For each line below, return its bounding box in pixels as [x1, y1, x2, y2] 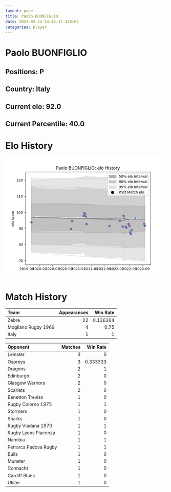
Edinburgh [7, 373, 30, 379]
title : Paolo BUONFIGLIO [5, 13, 58, 19]
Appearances [58, 309, 89, 316]
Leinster [7, 351, 25, 357]
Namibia [7, 437, 25, 443]
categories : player [5, 25, 47, 30]
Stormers [7, 408, 27, 414]
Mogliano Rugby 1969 [7, 324, 55, 330]
